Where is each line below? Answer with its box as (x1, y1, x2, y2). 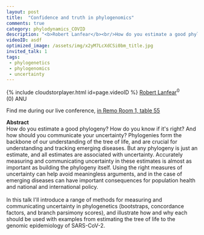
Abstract (6, 118, 29, 126)
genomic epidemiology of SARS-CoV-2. (6, 222, 106, 229)
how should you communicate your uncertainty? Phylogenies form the (6, 131, 182, 138)
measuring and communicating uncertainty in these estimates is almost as (6, 157, 192, 165)
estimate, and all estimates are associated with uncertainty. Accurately (6, 151, 183, 158)
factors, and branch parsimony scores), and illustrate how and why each (6, 209, 188, 216)
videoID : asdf (6, 37, 42, 43)
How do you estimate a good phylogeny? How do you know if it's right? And (6, 125, 196, 132)
